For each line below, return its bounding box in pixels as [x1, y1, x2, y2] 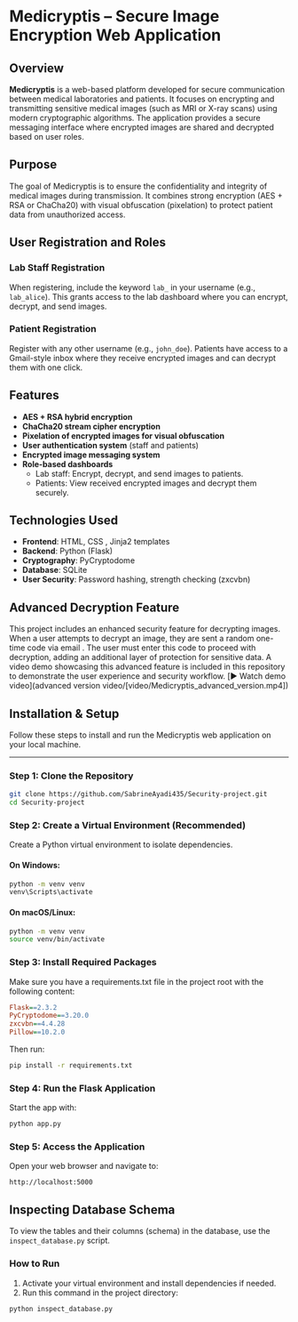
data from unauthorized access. [9, 209, 126, 220]
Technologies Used [9, 513, 118, 528]
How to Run [9, 1257, 60, 1270]
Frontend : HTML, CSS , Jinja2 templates [21, 536, 170, 547]
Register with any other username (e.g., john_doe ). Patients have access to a [9, 343, 288, 353]
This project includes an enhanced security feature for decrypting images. [9, 624, 281, 634]
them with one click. [9, 362, 83, 373]
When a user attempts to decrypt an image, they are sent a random [9, 633, 255, 644]
